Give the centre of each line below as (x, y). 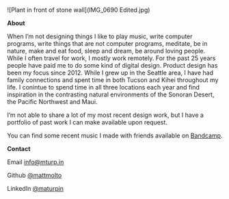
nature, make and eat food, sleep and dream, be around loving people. (106, 51)
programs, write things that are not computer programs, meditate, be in (107, 43)
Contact (19, 149)
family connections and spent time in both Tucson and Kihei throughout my (113, 80)
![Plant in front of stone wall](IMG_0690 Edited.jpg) (79, 10)
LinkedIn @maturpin (35, 188)
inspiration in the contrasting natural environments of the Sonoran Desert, (111, 94)
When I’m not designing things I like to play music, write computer (100, 36)
